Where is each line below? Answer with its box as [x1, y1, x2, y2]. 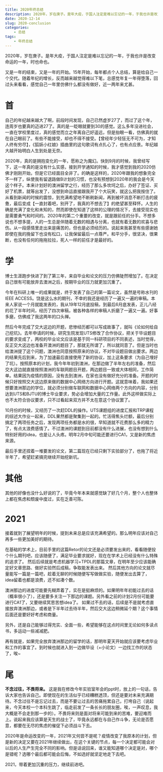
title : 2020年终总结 [5, 7, 44, 12]
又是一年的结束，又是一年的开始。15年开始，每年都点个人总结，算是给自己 [5, 69, 154, 75]
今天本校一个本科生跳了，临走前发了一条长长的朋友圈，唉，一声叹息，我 [13, 704, 158, 710]
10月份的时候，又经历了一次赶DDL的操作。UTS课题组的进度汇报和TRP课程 [5, 407, 154, 413]
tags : [5, 35, 16, 39]
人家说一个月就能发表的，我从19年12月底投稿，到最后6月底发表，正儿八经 [9, 301, 157, 307]
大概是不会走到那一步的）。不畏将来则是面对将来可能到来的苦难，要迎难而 [5, 711, 152, 717]
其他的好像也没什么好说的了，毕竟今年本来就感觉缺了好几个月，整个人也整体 [5, 490, 158, 496]
